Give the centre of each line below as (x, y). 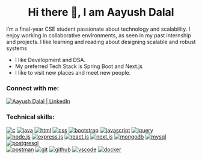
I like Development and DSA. (50, 60)
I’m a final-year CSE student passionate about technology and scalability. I (98, 29)
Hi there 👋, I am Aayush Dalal (101, 12)
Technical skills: (30, 117)
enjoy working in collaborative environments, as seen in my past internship (99, 35)
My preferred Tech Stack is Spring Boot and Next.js (79, 66)
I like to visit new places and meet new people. (73, 72)
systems (17, 48)
